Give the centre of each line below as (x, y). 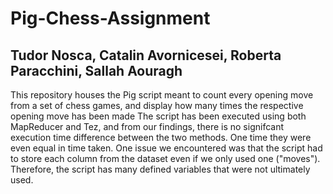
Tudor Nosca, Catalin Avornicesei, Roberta (146, 55)
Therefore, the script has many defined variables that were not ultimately (160, 169)
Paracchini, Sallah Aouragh (96, 70)
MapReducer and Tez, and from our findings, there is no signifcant (147, 126)
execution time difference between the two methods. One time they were (161, 137)
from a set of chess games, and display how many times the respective (157, 105)
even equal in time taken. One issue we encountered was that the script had (166, 148)
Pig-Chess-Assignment (110, 18)
